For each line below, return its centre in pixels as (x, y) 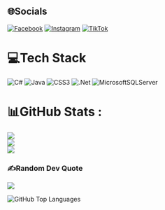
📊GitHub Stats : (55, 112)
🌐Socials (27, 12)
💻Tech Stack (47, 58)
